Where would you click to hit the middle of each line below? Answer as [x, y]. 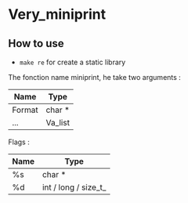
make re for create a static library [72, 62]
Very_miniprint [57, 14]
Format [25, 110]
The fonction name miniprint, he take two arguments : [95, 77]
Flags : [19, 142]
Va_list [58, 123]
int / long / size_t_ [74, 187]
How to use [36, 43]
